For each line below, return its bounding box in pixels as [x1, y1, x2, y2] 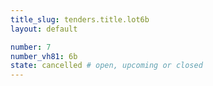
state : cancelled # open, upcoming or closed [10, 61, 203, 71]
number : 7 [10, 42, 52, 52]
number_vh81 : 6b [10, 51, 78, 61]
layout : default [10, 24, 78, 34]
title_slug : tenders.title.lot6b [10, 14, 150, 25]
